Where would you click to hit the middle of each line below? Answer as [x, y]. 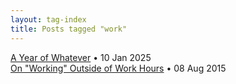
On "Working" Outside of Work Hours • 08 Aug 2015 [118, 68]
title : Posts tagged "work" [69, 29]
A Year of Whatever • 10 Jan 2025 [81, 57]
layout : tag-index [48, 19]
